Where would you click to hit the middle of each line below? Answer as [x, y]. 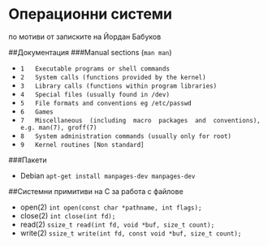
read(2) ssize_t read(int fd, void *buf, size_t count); [117, 224]
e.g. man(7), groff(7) [58, 127]
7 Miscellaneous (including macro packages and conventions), [140, 120]
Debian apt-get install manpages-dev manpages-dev [108, 175]
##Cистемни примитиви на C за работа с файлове [96, 191]
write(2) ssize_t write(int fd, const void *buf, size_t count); [131, 233]
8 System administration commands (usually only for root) [126, 136]
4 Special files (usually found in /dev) [95, 94]
